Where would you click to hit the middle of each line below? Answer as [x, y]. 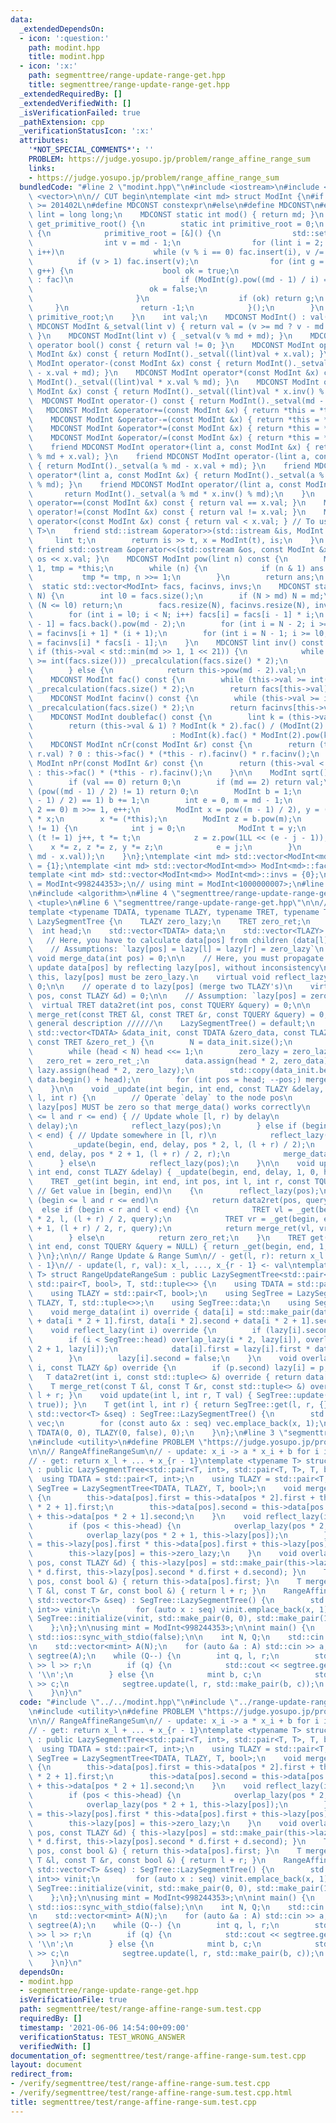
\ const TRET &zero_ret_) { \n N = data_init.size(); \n [160, 1042]
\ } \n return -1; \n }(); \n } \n [176, 308]
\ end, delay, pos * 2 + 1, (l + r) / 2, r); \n [129, 1154]
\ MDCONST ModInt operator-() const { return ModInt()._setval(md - [176, 401]
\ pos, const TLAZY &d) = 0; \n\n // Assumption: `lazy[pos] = [167, 996]
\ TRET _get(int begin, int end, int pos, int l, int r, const [169, 1182]
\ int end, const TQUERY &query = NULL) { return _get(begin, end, [171, 1247]
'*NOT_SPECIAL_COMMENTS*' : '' [91, 150]
